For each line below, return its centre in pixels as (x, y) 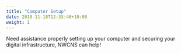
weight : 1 (18, 22)
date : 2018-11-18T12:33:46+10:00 (47, 17)
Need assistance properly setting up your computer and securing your (91, 39)
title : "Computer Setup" (36, 11)
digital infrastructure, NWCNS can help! (53, 45)
